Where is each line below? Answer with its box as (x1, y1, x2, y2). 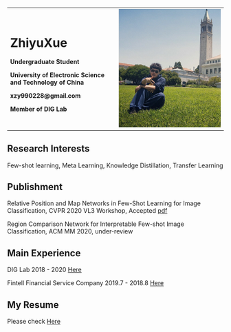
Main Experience (7, 247, 81, 259)
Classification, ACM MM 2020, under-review (7, 227, 133, 236)
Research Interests (7, 143, 90, 155)
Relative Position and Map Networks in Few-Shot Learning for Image (7, 199, 201, 207)
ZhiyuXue (10, 35, 67, 50)
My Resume (7, 299, 59, 311)
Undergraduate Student (10, 58, 80, 66)
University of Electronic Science (10, 71, 105, 79)
